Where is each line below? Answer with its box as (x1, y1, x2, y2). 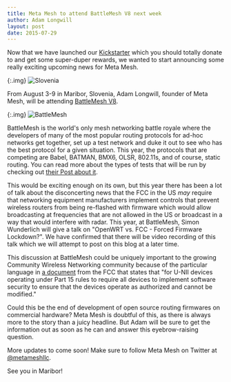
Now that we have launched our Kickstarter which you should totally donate (7, 48, 223, 57)
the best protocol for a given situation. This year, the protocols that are (7, 146, 208, 154)
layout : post (7, 23, 45, 30)
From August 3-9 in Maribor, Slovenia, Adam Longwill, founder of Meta (7, 90, 208, 98)
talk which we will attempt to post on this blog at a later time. (7, 240, 179, 249)
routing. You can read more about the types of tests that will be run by (7, 160, 207, 169)
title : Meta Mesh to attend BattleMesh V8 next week (7, 10, 162, 17)
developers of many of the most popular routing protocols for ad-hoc (7, 131, 203, 140)
